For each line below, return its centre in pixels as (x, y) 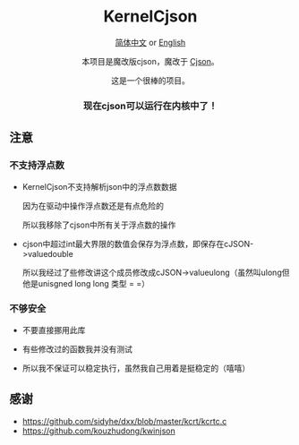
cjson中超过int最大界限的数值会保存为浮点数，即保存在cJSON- (138, 244)
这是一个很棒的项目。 (150, 80)
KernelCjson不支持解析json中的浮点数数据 (99, 186)
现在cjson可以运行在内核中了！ (150, 106)
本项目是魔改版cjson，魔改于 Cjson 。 (150, 61)
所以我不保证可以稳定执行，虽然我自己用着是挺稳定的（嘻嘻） (136, 368)
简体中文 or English (150, 42)
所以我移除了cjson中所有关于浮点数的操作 (99, 225)
